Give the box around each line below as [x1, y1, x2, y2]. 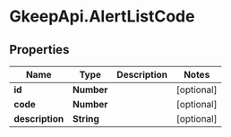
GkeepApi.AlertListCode [9, 6, 195, 27]
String [72, 113, 100, 124]
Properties [9, 42, 70, 57]
